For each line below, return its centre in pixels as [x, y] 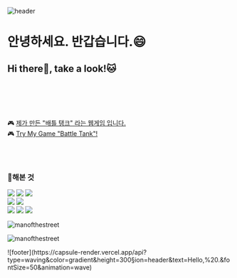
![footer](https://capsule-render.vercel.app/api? [77, 252]
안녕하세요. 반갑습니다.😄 [77, 42]
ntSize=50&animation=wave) [50, 267]
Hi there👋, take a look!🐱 [62, 69]
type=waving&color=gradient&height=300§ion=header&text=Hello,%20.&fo [118, 260]
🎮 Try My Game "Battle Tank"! [53, 134]
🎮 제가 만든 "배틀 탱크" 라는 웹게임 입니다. [67, 123]
